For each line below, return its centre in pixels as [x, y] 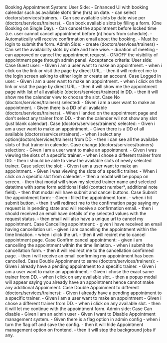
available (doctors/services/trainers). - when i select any [63, 134]
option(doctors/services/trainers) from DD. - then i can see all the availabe [82, 139]
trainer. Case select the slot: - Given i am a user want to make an [72, 166]
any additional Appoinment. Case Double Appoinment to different [72, 287]
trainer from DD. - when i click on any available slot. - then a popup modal [81, 277]
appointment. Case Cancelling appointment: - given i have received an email [83, 224]
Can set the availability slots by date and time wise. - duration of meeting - [82, 50]
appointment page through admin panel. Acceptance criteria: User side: [79, 60]
